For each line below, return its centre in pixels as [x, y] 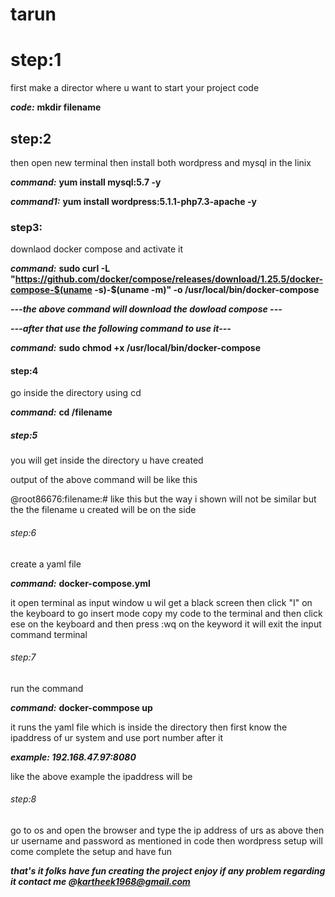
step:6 [23, 532]
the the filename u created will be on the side [103, 510]
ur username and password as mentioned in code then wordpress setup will [166, 841]
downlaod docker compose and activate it [97, 249]
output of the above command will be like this [104, 480]
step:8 [23, 799]
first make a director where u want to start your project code [135, 88]
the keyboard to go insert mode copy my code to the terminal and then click [166, 613]
